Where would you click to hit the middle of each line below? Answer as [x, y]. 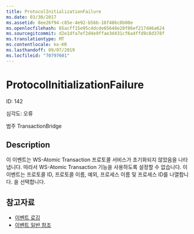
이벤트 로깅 [27, 218]
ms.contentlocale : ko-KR [37, 45]
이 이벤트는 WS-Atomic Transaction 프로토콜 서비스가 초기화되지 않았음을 [92, 160]
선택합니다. [33, 182]
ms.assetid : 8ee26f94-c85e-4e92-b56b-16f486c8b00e [70, 22]
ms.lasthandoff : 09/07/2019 [41, 50]
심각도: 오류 [20, 113]
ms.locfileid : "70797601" [38, 56]
